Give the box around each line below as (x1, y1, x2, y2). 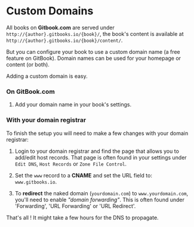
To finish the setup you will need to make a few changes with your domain (6, 130, 189, 137)
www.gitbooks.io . (14, 178, 57, 185)
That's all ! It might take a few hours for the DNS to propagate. (6, 214, 159, 221)
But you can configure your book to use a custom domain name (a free (6, 48, 180, 55)
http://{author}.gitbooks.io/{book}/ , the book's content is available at (6, 30, 184, 37)
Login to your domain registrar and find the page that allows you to (14, 148, 179, 155)
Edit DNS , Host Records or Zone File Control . (14, 160, 127, 167)
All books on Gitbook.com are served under (6, 24, 115, 31)
